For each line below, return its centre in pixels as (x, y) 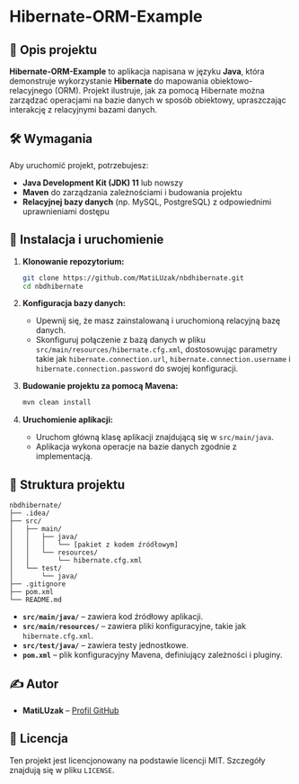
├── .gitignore (38, 584)
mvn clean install (57, 402)
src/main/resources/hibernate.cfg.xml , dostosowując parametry (156, 349)
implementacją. (64, 456)
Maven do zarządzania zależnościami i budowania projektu (132, 192)
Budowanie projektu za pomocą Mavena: (100, 386)
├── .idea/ (30, 514)
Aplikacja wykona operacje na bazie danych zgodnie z (136, 446)
